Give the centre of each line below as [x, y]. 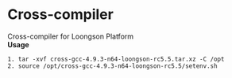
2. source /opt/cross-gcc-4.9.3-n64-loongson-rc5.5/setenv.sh [112, 66]
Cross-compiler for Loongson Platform [71, 36]
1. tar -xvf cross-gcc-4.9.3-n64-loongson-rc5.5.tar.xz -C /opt [116, 59]
